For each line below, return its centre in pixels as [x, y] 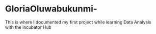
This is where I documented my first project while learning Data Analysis [78, 22]
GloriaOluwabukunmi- [51, 9]
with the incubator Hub [28, 27]
